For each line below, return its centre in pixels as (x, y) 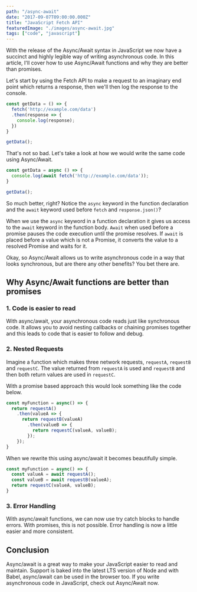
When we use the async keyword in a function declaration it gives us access (98, 221)
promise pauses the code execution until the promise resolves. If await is (95, 233)
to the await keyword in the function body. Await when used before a (90, 227)
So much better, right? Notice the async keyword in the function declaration (97, 203)
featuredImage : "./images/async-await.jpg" (60, 28)
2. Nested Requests (35, 349)
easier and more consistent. (40, 531)
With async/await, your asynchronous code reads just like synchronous (93, 321)
